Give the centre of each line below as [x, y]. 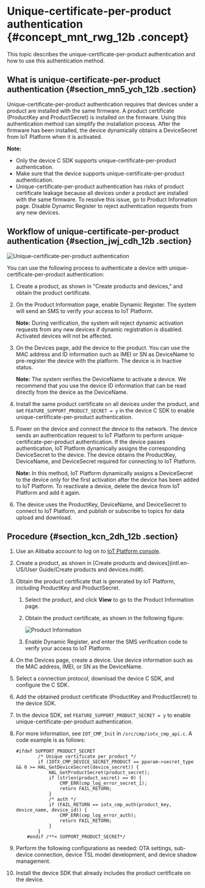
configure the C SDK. [42, 685]
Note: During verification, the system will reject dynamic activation [99, 323]
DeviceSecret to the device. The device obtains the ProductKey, [96, 454]
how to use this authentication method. [56, 61]
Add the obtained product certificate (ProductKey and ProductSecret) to [106, 697]
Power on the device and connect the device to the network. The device [106, 429]
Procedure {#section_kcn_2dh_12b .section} [93, 536]
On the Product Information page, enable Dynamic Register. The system [106, 305]
